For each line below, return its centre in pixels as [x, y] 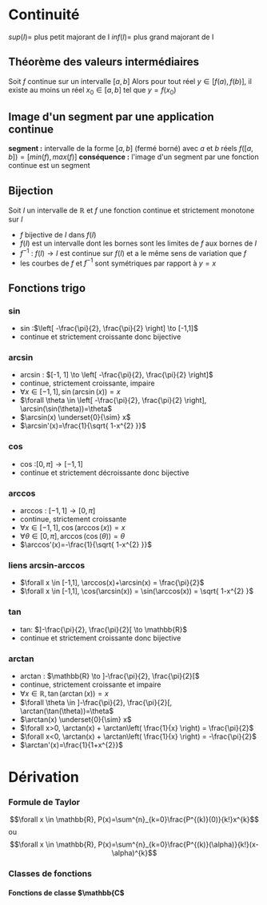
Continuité [44, 15]
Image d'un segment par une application [111, 116]
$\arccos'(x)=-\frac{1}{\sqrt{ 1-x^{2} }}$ [86, 544]
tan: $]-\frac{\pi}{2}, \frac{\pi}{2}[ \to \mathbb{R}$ [104, 629]
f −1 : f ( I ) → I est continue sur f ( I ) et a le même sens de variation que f [133, 252]
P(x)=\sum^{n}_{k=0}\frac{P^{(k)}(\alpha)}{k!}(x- [178, 844]
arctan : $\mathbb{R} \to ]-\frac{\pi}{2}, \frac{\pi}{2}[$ [110, 676]
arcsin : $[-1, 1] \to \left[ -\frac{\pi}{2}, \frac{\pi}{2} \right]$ [116, 375]
